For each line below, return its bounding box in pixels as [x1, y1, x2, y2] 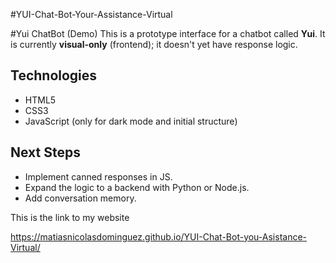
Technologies [10, 67, 98, 84]
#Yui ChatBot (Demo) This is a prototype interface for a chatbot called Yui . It [10, 28, 326, 39]
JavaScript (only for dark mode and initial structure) [24, 115, 238, 127]
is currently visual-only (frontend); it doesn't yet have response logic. [10, 39, 298, 50]
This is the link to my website [10, 211, 130, 223]
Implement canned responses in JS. [24, 170, 173, 183]
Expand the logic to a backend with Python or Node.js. [24, 181, 250, 193]
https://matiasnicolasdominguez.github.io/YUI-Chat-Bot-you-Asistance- [10, 230, 308, 243]
